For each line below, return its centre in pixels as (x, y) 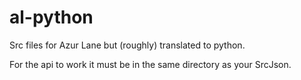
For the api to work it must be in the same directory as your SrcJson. (150, 64)
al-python (51, 17)
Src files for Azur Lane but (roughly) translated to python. (127, 45)
